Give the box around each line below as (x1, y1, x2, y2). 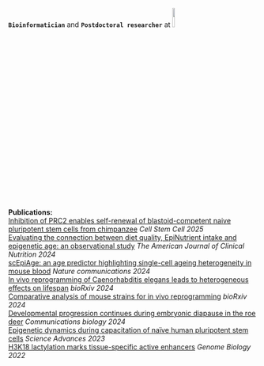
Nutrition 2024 (8, 250, 56, 259)
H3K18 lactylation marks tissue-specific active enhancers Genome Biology (8, 342, 251, 352)
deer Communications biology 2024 (8, 317, 126, 326)
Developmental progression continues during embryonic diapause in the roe (8, 309, 256, 318)
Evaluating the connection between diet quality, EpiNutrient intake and (8, 233, 237, 242)
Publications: (8, 208, 53, 217)
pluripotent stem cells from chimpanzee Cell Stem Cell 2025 (8, 224, 204, 234)
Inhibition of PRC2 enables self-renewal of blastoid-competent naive (8, 216, 232, 225)
